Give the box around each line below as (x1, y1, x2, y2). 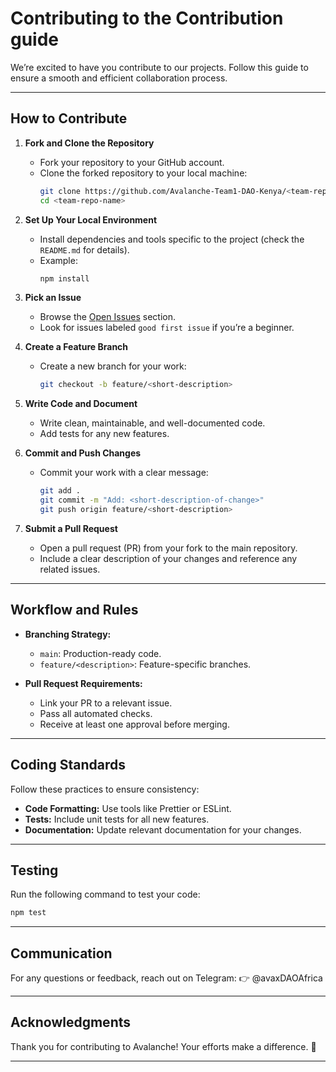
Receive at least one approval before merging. (39, 718, 230, 730)
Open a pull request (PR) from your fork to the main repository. (39, 542, 298, 554)
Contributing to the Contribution (10, 7, 284, 30)
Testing (10, 862, 59, 879)
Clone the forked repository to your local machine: (39, 167, 248, 179)
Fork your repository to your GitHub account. (39, 156, 225, 168)
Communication (10, 945, 113, 962)
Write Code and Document (24, 398, 138, 410)
